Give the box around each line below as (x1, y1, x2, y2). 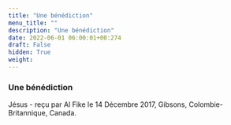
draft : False (8, 41, 51, 49)
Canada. (49, 108, 77, 118)
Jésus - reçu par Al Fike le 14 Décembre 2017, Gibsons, (8, 100, 188, 109)
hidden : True (8, 48, 51, 56)
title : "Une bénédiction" (8, 11, 93, 20)
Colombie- (188, 100, 223, 109)
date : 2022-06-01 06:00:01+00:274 (8, 33, 122, 42)
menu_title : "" (8, 19, 58, 27)
